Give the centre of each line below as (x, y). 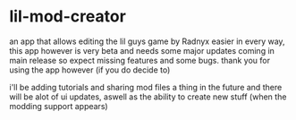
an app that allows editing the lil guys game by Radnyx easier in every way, (147, 41)
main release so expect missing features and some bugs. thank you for (140, 60)
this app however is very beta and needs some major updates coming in (142, 50)
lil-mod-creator (68, 17)
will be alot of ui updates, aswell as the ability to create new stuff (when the (148, 97)
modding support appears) (59, 106)
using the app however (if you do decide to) (90, 70)
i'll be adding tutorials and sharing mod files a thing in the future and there (146, 87)
